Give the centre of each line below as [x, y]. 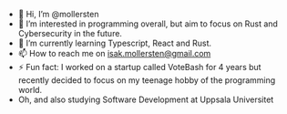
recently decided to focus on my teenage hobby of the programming [147, 80]
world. [30, 90]
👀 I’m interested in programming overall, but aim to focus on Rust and [148, 24]
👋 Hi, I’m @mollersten [58, 14]
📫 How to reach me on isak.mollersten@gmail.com [114, 53]
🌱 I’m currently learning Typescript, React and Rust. [115, 43]
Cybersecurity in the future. [70, 33]
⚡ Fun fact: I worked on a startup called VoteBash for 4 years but [139, 67]
